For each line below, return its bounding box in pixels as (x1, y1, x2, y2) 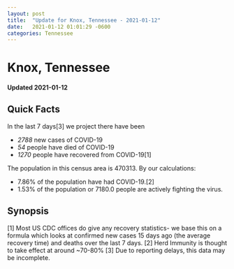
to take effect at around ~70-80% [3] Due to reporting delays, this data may (7, 246, 226, 254)
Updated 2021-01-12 (7, 83, 68, 92)
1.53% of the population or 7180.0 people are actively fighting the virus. (17, 184, 224, 193)
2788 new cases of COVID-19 (17, 136, 103, 144)
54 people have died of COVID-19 (17, 143, 115, 151)
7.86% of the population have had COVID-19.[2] (17, 177, 155, 186)
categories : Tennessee (7, 29, 73, 37)
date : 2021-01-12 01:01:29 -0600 (7, 23, 111, 30)
